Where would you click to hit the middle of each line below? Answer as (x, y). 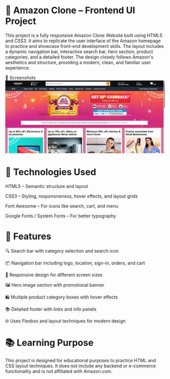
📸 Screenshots (21, 77)
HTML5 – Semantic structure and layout (47, 186)
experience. (18, 68)
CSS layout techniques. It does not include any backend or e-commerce (81, 366)
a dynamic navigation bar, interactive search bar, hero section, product (79, 51)
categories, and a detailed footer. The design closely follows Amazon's (79, 57)
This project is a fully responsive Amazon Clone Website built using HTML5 (84, 35)
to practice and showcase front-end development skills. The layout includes (84, 46)
